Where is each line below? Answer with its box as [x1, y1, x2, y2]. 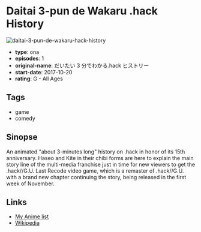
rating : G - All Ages [14, 75, 63, 82]
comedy [14, 115, 36, 122]
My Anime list [14, 213, 49, 220]
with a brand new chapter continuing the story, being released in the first [6, 173, 187, 180]
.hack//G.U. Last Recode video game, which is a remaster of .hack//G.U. [6, 167, 184, 174]
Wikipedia [14, 219, 40, 227]
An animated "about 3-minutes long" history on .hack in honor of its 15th [6, 148, 185, 155]
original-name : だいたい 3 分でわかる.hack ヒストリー [14, 62, 149, 69]
